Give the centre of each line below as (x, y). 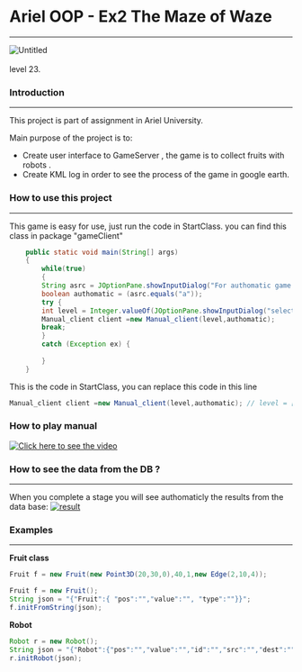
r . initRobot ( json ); (46, 658)
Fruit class (29, 558)
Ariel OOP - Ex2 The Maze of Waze (141, 17)
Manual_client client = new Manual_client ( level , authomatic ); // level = (148, 403)
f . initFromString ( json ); (56, 608)
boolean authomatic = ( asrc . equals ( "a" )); (122, 294)
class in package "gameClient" (67, 235)
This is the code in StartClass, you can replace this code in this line (133, 386)
